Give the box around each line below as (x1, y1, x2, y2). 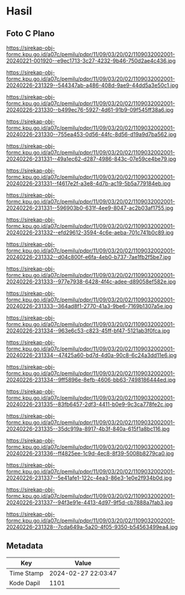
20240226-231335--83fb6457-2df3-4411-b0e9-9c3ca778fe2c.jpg (6, 400, 173, 408)
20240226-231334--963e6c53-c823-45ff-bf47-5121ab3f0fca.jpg (6, 327, 171, 334)
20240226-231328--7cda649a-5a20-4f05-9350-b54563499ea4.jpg (6, 524, 178, 530)
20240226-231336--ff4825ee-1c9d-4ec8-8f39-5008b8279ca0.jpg (6, 450, 174, 457)
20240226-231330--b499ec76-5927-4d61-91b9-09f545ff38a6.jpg (6, 106, 174, 113)
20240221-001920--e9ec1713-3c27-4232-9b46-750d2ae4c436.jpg (6, 57, 176, 64)
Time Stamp (9, 569, 44, 577)
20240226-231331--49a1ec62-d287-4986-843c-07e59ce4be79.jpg (6, 155, 177, 162)
